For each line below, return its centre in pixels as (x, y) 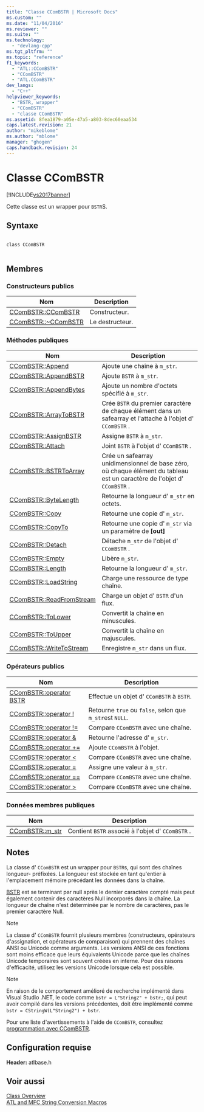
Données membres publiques (51, 805)
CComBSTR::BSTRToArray (47, 471)
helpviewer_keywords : (34, 97)
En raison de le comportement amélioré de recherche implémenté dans (95, 991)
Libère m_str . (120, 558)
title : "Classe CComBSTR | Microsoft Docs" (62, 12)
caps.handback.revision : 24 (42, 148)
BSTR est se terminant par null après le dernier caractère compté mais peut (101, 892)
